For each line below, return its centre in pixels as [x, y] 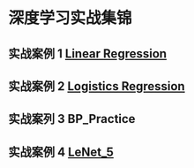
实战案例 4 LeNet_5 [61, 152]
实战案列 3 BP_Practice [72, 119]
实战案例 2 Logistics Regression [97, 86]
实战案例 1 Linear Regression [88, 53]
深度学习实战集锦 [71, 18]
